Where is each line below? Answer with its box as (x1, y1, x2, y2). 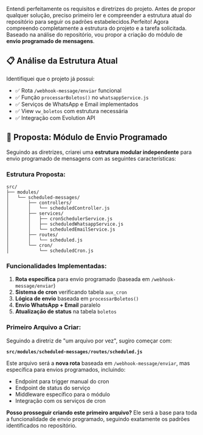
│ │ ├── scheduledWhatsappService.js (6, 221, 123, 227)
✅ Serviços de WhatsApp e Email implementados (15, 100, 139, 108)
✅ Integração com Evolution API (15, 114, 95, 121)
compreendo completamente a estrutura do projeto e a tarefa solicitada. (6, 24, 187, 32)
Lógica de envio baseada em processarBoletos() (15, 295, 139, 302)
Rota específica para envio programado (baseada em (15, 276, 150, 283)
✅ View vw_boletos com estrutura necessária (15, 107, 128, 114)
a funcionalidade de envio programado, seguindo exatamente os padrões (6, 415, 190, 422)
